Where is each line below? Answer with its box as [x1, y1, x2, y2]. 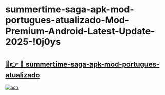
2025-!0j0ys [5, 36, 61, 48]
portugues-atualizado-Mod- [5, 14, 130, 26]
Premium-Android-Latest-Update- [5, 26, 155, 37]
